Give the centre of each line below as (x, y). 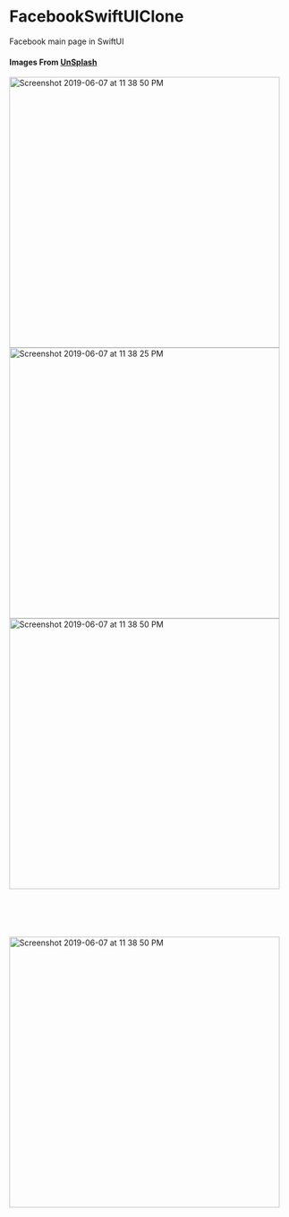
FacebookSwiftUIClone (97, 17)
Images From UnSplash (53, 62)
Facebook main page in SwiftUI (67, 41)
